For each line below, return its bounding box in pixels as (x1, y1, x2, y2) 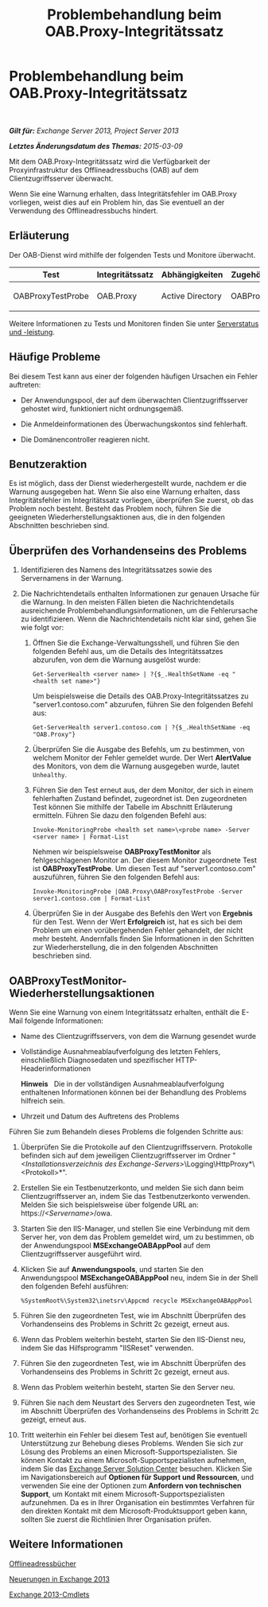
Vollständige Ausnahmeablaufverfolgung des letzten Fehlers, (20, 1047, 221, 1056)
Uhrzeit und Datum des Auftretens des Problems (20, 1111, 180, 1121)
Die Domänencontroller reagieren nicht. (20, 434, 150, 444)
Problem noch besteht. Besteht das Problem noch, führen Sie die (9, 504, 222, 514)
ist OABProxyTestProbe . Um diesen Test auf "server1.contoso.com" (32, 864, 256, 874)
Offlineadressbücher (9, 1558, 76, 1568)
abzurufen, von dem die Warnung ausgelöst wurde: (32, 655, 201, 665)
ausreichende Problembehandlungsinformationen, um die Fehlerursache (20, 606, 258, 616)
